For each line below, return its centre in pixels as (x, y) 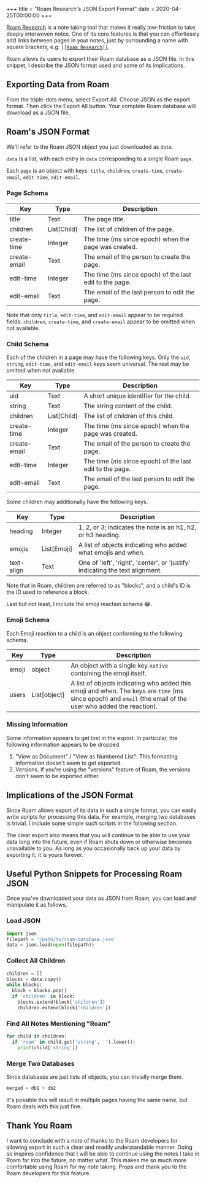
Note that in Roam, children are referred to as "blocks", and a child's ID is (99, 586)
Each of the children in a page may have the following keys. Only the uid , (98, 357)
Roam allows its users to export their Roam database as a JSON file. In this (101, 59)
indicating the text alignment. (120, 570)
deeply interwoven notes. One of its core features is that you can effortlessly (103, 34)
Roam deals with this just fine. (44, 1106)
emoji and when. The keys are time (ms (127, 691)
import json (21, 934)
